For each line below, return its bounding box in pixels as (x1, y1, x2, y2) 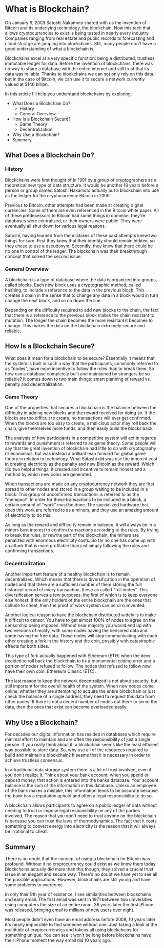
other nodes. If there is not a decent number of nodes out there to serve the (5, 699, 158, 705)
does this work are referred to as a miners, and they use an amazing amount (5, 507, 159, 513)
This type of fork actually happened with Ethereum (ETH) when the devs (5, 653, 151, 658)
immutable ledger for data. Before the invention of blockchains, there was (5, 60, 153, 66)
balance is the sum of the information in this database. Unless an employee (5, 783, 156, 789)
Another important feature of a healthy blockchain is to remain (5, 571, 130, 577)
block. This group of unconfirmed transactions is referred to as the (5, 492, 139, 498)
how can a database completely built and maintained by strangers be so (5, 370, 150, 376)
